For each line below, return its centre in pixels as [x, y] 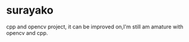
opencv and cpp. [27, 33]
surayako [30, 10]
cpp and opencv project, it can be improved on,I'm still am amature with [95, 27]
